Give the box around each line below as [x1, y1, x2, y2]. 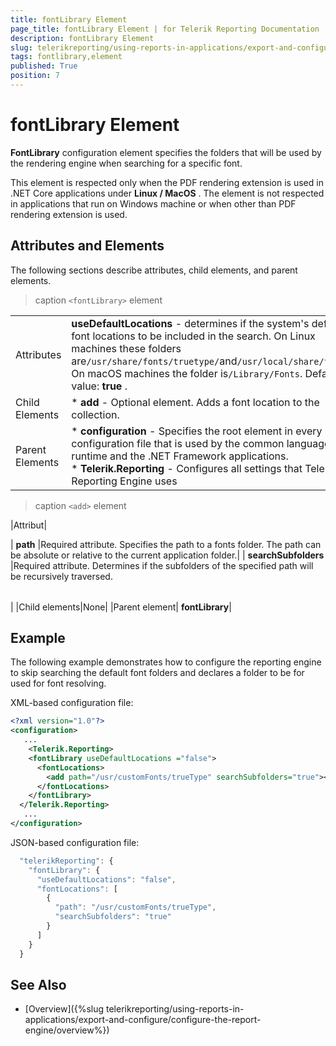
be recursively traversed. [10, 570, 113, 582]
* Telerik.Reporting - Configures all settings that [71, 461, 303, 475]
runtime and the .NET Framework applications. [71, 449, 289, 463]
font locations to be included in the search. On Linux [71, 329, 316, 343]
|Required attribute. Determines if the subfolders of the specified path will [10, 559, 314, 571]
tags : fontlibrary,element [10, 52, 123, 62]
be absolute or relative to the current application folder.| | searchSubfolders [10, 549, 325, 561]
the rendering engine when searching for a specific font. [10, 157, 243, 169]
